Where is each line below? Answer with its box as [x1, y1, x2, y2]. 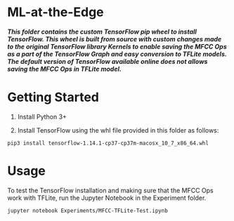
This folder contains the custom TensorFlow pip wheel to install [7, 27, 197, 36]
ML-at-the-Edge [7, 4, 104, 20]
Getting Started [7, 89, 100, 105]
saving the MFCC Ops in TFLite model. [7, 65, 122, 73]
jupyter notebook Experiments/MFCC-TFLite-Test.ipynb [7, 207, 169, 214]
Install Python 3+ [17, 112, 67, 121]
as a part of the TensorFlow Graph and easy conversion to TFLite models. [7, 50, 227, 58]
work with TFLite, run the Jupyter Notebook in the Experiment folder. [7, 194, 207, 202]
